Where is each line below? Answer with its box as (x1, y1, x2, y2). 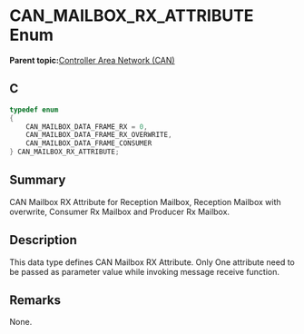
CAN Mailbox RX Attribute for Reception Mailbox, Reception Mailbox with (9, 196, 281, 207)
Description (9, 232, 77, 248)
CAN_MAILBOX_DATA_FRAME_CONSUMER (25, 139, 152, 148)
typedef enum (9, 105, 59, 114)
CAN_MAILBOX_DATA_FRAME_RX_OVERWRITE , (25, 131, 172, 140)
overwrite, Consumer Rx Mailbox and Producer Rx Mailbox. (9, 206, 230, 217)
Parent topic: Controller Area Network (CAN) (9, 54, 175, 65)
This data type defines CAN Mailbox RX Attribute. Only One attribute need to (9, 256, 295, 268)
